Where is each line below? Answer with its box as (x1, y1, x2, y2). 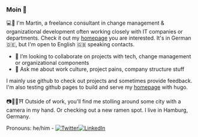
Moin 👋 (6, 5, 27, 14)
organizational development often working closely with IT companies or (6, 28, 183, 35)
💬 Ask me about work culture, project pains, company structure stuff (14, 65, 185, 73)
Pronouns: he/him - (6, 124, 54, 132)
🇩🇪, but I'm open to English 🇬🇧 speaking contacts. (6, 41, 135, 48)
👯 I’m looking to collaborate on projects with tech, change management (14, 53, 191, 60)
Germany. (6, 113, 31, 120)
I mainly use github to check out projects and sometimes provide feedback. (6, 78, 193, 85)
